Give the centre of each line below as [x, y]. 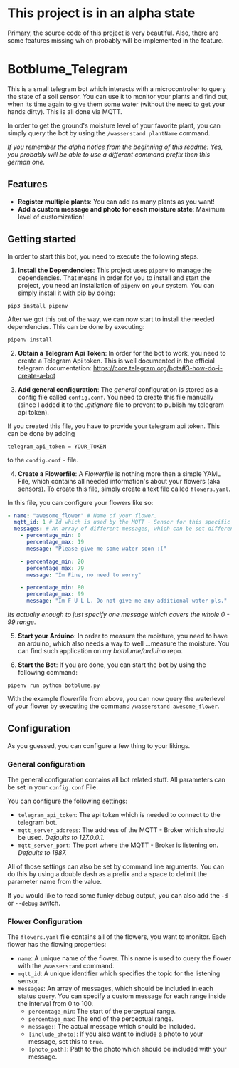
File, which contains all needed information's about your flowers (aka [119, 481]
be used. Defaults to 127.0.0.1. [61, 838]
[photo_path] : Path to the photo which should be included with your [127, 1049]
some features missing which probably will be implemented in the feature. [116, 40]
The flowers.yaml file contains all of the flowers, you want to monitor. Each [117, 937]
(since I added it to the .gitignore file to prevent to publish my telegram [121, 405]
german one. [26, 162]
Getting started [42, 239]
